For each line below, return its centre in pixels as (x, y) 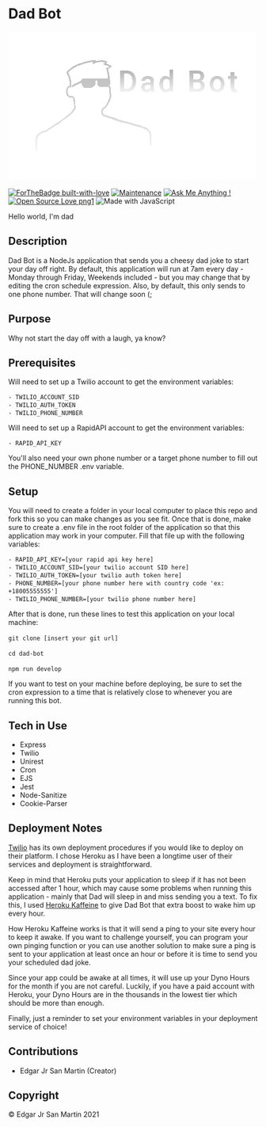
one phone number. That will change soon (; (80, 294)
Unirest (32, 761)
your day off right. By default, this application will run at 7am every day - (126, 268)
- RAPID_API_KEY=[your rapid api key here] (81, 560)
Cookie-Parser (44, 803)
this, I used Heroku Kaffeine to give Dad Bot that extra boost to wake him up (132, 904)
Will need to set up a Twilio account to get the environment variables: (121, 382)
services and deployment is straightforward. (80, 864)
